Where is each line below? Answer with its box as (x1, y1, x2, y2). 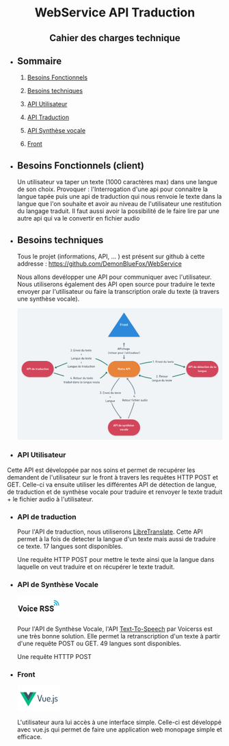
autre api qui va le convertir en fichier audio (16, 214, 140, 223)
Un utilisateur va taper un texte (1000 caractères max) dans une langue (16, 178, 217, 186)
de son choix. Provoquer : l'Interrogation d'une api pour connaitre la (16, 185, 208, 193)
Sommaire (16, 55, 62, 66)
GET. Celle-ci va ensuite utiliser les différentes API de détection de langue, (7, 480, 217, 488)
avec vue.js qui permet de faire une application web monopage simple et (16, 725, 222, 734)
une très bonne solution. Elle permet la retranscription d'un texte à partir (16, 632, 221, 640)
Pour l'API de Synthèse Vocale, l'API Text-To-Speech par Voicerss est (16, 625, 213, 633)
